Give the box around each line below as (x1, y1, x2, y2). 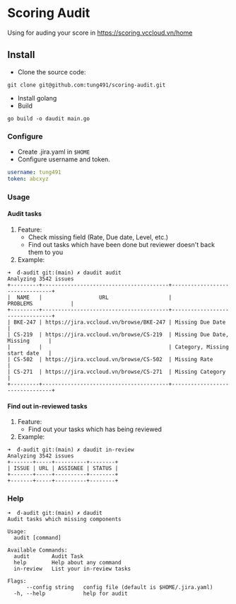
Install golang (17, 93, 57, 102)
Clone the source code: (17, 67, 86, 76)
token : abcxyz (7, 175, 49, 182)
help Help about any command (13, 559, 122, 566)
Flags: (7, 578, 27, 585)
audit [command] (13, 535, 61, 542)
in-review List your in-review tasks (13, 565, 131, 573)
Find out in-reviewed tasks (7, 401, 88, 410)
